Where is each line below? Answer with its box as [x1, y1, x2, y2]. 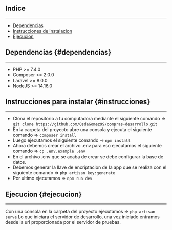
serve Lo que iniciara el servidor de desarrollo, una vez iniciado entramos [5, 214, 160, 220]
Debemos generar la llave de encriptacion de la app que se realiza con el [12, 164, 167, 170]
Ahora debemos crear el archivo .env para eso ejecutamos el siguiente [12, 143, 162, 149]
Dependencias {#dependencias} [5, 48, 112, 57]
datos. [12, 159, 27, 165]
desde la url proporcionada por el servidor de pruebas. [5, 219, 121, 225]
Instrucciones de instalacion [12, 28, 73, 34]
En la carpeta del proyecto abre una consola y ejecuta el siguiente [12, 126, 152, 133]
